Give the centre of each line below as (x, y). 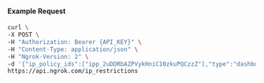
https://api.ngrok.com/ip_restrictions (73, 71)
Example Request (37, 11)
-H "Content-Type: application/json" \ (73, 49)
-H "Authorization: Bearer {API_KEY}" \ (75, 42)
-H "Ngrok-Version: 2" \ (48, 56)
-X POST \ (24, 35)
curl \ (18, 27)
